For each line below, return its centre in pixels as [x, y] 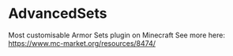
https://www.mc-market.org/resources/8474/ [82, 43]
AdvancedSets [58, 14]
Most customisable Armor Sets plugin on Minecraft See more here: [116, 35]
